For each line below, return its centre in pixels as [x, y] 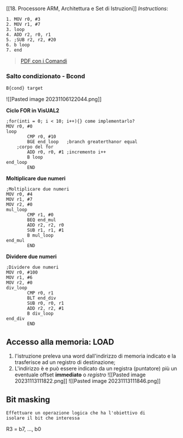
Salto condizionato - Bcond [45, 76]
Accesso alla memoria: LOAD [60, 342]
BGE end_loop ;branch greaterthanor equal [82, 142]
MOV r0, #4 [19, 194]
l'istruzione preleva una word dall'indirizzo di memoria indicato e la [95, 356]
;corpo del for [35, 147]
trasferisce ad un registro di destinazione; [65, 362]
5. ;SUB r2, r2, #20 [31, 40]
